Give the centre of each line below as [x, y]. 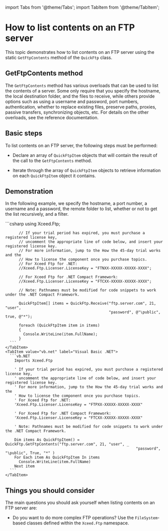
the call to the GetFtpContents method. [52, 160]
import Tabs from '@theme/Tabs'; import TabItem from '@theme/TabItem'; [82, 7]
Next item [25, 466]
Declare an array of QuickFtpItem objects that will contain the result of [85, 155]
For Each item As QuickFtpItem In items [57, 458]
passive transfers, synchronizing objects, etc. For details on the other [77, 112]
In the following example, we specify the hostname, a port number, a [76, 204]
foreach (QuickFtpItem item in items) [59, 326]
